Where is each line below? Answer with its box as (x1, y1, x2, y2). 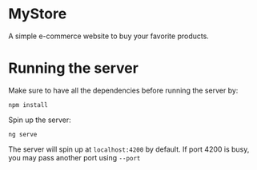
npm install (8, 101, 48, 109)
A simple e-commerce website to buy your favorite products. (8, 31, 210, 41)
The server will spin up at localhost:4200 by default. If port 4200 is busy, (8, 144, 250, 154)
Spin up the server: (8, 115, 72, 125)
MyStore (8, 5, 67, 23)
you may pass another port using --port (8, 152, 141, 162)
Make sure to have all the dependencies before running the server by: (8, 85, 239, 95)
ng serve (8, 130, 38, 138)
